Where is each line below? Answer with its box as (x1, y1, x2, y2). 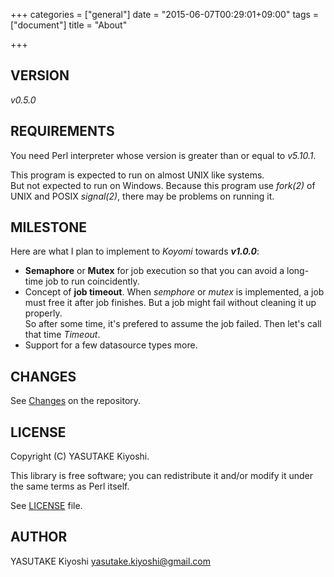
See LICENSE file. (10, 500, 83, 512)
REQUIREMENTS (10, 123, 115, 140)
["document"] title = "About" (10, 19, 128, 31)
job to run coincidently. (45, 275, 140, 288)
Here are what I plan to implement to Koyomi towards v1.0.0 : (10, 245, 260, 258)
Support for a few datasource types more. (24, 339, 198, 351)
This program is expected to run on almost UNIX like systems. (10, 169, 265, 181)
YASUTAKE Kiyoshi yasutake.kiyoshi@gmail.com (10, 555, 212, 567)
